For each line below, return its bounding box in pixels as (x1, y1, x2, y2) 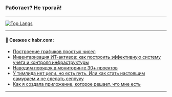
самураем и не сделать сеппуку (12, 76, 84, 82)
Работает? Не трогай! (5, 4, 62, 11)
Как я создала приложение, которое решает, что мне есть (12, 81, 141, 87)
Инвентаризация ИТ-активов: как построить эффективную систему (12, 54, 161, 60)
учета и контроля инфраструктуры (12, 59, 89, 65)
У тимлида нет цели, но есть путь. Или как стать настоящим (12, 70, 145, 76)
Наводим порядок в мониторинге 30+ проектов (12, 64, 118, 70)
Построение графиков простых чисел (12, 48, 96, 55)
